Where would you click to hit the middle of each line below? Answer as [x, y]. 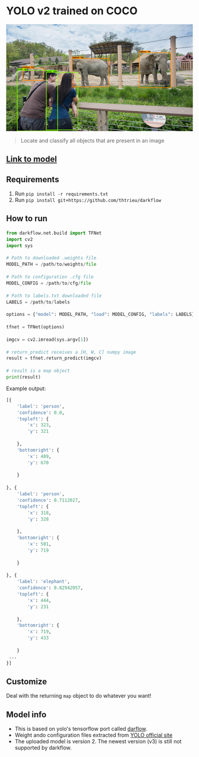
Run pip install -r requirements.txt [61, 194]
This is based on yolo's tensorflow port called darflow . [81, 729]
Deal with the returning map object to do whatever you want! [79, 696]
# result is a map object [38, 371]
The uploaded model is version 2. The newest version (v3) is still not [98, 742]
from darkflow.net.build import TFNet [54, 233]
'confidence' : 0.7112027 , [49, 500]
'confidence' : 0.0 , [41, 413]
